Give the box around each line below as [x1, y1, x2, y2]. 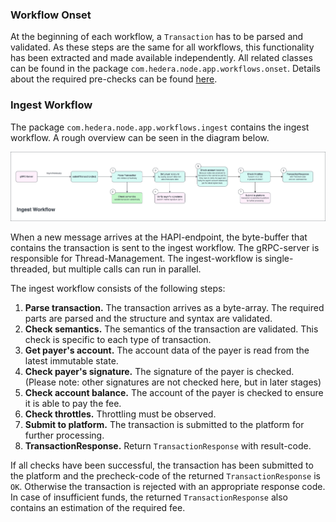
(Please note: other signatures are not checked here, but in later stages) [24, 376, 322, 388]
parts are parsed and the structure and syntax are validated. [24, 312, 273, 324]
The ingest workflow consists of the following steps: [10, 282, 226, 294]
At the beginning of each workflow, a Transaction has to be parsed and [10, 31, 304, 43]
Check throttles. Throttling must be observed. [24, 408, 217, 420]
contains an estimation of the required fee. [10, 501, 186, 513]
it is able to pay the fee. [24, 397, 122, 409]
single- [264, 252, 294, 264]
